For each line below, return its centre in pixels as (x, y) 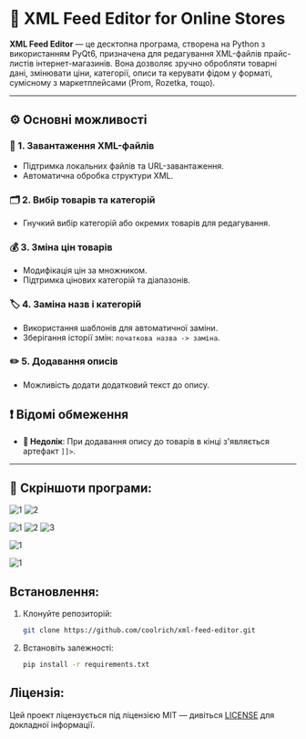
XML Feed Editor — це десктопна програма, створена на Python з (138, 44)
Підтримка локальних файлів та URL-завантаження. (123, 166)
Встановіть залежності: (68, 648)
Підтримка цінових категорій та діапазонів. (107, 280)
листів (22, 63)
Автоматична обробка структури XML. (98, 175)
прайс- (277, 53)
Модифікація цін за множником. (85, 271)
